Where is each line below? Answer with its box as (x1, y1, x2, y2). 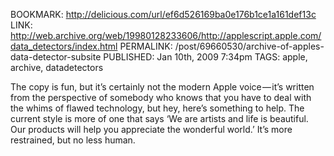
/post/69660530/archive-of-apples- (174, 40, 325, 52)
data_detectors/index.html (10, 40, 118, 52)
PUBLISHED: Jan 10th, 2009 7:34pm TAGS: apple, (103, 51, 308, 63)
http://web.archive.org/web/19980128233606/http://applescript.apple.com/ (10, 30, 322, 41)
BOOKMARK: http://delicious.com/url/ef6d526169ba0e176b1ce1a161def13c (10, 9, 317, 20)
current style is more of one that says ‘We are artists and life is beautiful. (10, 113, 309, 124)
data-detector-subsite (10, 51, 102, 63)
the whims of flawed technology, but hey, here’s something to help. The (10, 102, 305, 114)
